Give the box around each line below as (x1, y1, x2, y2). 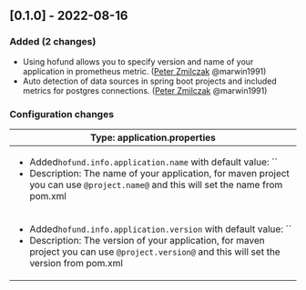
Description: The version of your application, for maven (29, 234, 266, 246)
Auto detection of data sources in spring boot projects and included (22, 75, 278, 86)
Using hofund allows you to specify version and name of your (22, 55, 254, 67)
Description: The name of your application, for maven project (29, 166, 290, 179)
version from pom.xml (29, 256, 123, 269)
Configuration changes (9, 107, 115, 120)
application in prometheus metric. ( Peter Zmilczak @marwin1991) (22, 65, 267, 76)
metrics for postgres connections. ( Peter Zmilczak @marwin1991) (22, 85, 268, 95)
